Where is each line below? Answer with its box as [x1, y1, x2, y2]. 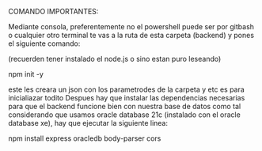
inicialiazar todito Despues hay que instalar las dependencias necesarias [8, 93, 245, 102]
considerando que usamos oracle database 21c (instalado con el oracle [8, 110, 241, 119]
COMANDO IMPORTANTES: [8, 7, 99, 16]
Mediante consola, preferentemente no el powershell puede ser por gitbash [8, 22, 255, 31]
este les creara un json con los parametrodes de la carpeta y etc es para [8, 85, 245, 94]
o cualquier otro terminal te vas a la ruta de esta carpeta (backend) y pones [8, 31, 255, 40]
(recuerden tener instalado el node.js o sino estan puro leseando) [8, 55, 222, 63]
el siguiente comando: [8, 39, 81, 48]
